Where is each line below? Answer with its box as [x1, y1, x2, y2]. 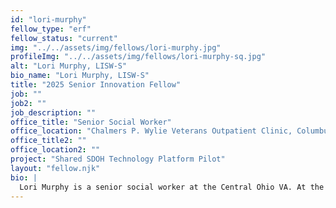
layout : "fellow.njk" [10, 163, 101, 173]
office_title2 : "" [10, 136, 87, 146]
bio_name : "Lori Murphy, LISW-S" [10, 71, 150, 81]
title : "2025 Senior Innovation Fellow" [10, 80, 182, 90]
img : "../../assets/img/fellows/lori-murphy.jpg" [10, 42, 222, 53]
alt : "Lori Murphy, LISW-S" [10, 61, 128, 71]
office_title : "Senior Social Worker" [10, 117, 172, 127]
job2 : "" [10, 98, 47, 108]
